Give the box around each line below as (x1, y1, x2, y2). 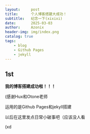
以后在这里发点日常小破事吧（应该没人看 (5, 114, 85, 120)
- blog (13, 43, 27, 48)
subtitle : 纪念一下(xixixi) (5, 16, 63, 21)
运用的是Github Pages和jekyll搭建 (5, 104, 72, 110)
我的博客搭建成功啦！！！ (5, 83, 56, 89)
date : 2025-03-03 (5, 20, 53, 26)
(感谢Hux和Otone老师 (5, 94, 48, 100)
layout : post (5, 7, 40, 12)
